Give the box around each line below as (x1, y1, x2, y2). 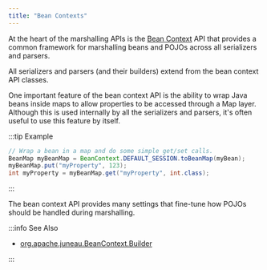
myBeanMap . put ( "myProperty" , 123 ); (8, 162, 127, 170)
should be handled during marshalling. (8, 208, 136, 217)
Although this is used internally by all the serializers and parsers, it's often (8, 107, 253, 117)
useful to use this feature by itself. (8, 115, 120, 125)
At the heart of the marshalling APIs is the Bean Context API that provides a (8, 34, 257, 43)
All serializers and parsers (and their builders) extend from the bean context (8, 66, 259, 76)
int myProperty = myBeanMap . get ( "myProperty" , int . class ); (8, 169, 210, 177)
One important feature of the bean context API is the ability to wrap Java (8, 90, 248, 100)
